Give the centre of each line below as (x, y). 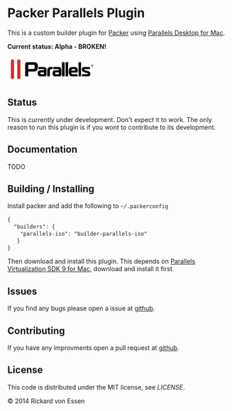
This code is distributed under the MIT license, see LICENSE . (96, 387)
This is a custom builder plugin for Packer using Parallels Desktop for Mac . (116, 33)
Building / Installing (51, 188)
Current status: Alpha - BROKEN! (57, 46)
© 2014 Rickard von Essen (46, 401)
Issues (22, 291)
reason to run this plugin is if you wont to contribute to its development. (112, 127)
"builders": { (34, 227)
